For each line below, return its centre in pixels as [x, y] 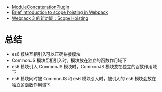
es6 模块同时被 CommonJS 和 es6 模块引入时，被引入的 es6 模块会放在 [84, 78]
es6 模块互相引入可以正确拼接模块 [46, 54]
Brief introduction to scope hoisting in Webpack [60, 12]
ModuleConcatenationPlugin [40, 7]
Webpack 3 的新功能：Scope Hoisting [50, 18]
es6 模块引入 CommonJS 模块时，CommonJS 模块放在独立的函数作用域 [84, 66]
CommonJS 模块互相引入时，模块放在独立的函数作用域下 [69, 60]
